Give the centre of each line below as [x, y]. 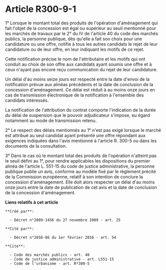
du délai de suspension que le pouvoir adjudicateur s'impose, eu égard [78, 115]
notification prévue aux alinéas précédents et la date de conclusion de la [79, 84]
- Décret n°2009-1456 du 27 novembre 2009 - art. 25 [65, 220]
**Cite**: [15, 246]
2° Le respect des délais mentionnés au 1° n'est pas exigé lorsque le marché [83, 130]
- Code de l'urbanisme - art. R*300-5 [50, 264]
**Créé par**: [20, 211]
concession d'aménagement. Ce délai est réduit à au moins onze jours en [80, 90]
